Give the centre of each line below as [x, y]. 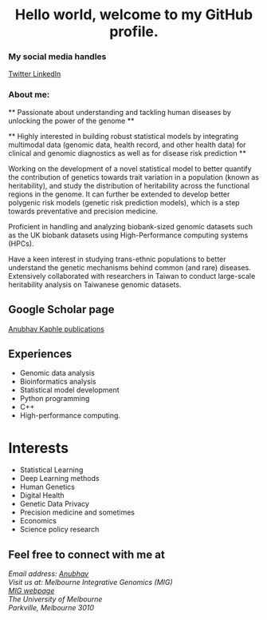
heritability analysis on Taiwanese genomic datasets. [95, 284]
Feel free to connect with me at [86, 554]
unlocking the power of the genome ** [71, 121]
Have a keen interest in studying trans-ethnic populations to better [117, 259]
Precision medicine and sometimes [77, 512]
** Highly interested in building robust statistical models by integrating [124, 136]
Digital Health [42, 495]
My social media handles [57, 57]
